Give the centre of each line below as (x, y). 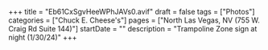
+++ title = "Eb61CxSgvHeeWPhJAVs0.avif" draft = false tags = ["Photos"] (132, 12)
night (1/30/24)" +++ (43, 37)
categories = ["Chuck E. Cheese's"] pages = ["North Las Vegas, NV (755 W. (134, 20)
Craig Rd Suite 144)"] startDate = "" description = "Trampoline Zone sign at (133, 29)
